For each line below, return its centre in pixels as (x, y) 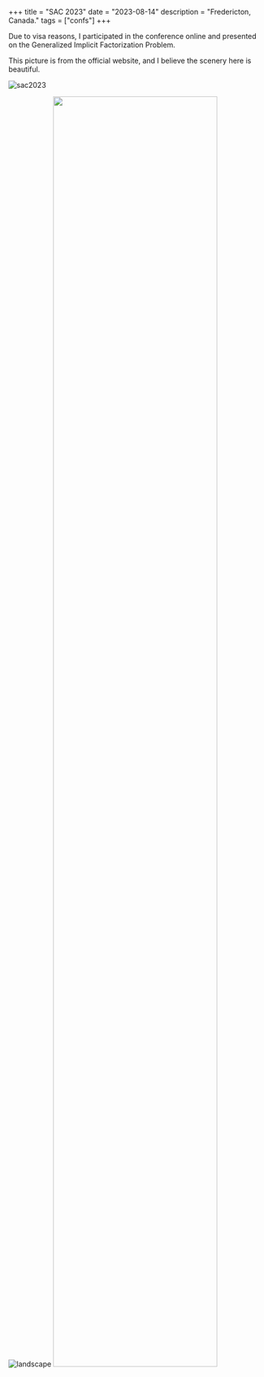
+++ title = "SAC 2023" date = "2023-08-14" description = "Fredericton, (130, 12)
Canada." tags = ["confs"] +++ (60, 20)
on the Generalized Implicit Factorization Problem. (92, 45)
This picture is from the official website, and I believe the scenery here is (130, 61)
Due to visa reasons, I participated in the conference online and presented (133, 36)
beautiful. (24, 69)
